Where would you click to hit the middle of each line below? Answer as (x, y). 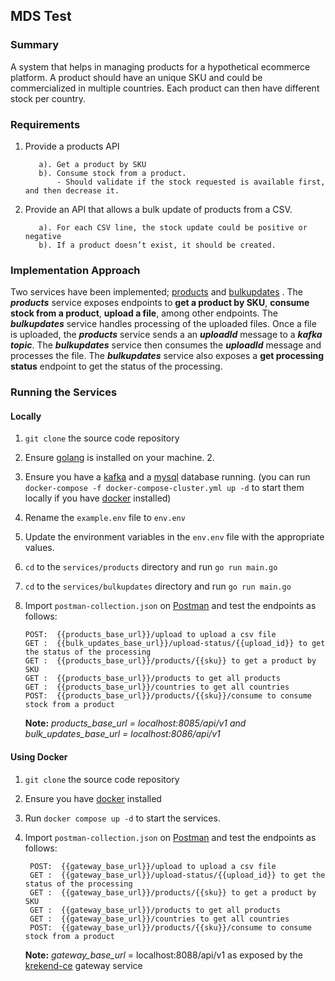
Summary (35, 45)
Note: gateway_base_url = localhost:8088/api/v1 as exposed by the (163, 955)
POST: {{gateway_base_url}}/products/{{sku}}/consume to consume (170, 927)
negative (43, 236)
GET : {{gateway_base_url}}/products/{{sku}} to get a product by (173, 892)
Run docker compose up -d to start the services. (122, 818)
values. (39, 548)
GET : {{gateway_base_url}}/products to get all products (155, 910)
